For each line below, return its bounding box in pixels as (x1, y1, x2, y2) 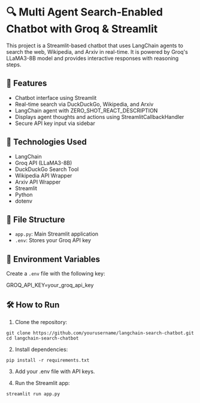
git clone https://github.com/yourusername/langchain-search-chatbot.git (6, 330, 195, 336)
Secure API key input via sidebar (14, 120, 96, 127)
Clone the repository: (14, 319, 68, 325)
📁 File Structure (6, 214, 65, 225)
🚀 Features (6, 78, 47, 88)
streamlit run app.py (6, 391, 60, 397)
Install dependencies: (14, 346, 68, 353)
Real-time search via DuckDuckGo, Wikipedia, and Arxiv (14, 100, 154, 108)
